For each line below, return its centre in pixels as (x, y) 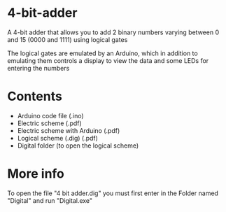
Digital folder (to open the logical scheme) (78, 146)
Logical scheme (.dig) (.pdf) (57, 138)
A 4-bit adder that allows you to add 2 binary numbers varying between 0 (113, 32)
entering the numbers (38, 68)
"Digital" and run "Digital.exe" (50, 200)
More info (36, 174)
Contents (35, 97)
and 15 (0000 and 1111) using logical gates (68, 39)
